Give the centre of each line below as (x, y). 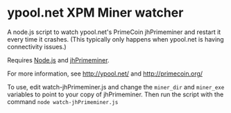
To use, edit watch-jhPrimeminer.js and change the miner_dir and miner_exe (116, 87)
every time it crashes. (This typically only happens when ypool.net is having (115, 39)
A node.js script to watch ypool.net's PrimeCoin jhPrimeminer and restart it (114, 32)
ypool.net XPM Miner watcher (95, 13)
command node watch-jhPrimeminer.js (63, 101)
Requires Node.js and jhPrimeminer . (58, 60)
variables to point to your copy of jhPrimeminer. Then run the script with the (115, 94)
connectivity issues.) (37, 46)
